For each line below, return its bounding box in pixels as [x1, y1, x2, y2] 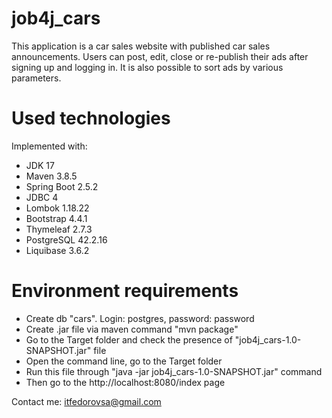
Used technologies [11, 107, 171, 130]
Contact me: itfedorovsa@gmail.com [11, 395, 162, 407]
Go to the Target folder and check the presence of [25, 333, 233, 346]
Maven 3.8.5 [25, 170, 78, 182]
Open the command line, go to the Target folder [25, 355, 223, 367]
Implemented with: [11, 140, 88, 152]
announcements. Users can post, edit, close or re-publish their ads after [11, 50, 309, 62]
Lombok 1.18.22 [25, 202, 90, 214]
